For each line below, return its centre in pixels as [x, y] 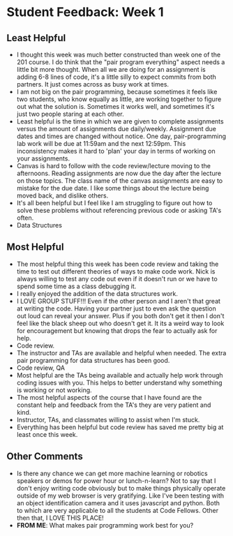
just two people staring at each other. [70, 114]
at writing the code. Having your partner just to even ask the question [116, 308]
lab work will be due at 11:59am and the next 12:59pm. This [101, 143]
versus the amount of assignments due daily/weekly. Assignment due [116, 129]
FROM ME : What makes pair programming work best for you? [105, 525]
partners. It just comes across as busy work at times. [92, 84]
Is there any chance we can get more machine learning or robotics [112, 473]
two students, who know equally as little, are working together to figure [119, 99]
